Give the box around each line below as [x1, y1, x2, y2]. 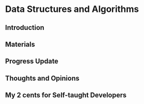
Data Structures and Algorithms [5, 3, 139, 15]
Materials [5, 40, 35, 48]
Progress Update [5, 57, 59, 66]
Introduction [5, 23, 45, 32]
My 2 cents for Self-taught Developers [5, 91, 127, 100]
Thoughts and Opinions [5, 74, 79, 83]
